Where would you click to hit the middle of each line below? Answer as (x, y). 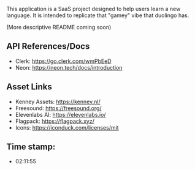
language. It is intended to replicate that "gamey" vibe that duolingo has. (98, 15)
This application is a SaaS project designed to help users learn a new (94, 9)
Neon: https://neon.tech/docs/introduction (69, 67)
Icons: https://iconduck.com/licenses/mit (67, 127)
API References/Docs (48, 46)
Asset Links (29, 87)
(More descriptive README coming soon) (59, 27)
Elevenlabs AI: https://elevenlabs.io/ (60, 114)
